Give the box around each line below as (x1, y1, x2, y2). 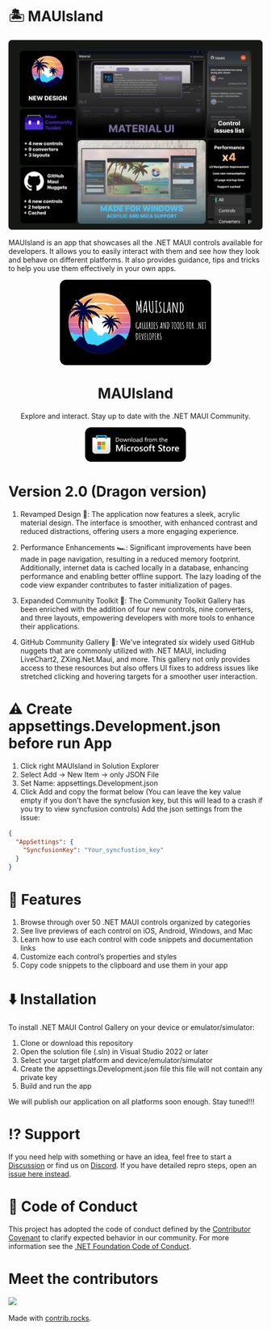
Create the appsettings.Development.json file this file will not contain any (19, 1064, 263, 1074)
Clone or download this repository (19, 1038, 134, 1048)
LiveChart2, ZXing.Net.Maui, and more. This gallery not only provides (19, 654, 251, 664)
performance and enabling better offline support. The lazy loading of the (19, 571, 262, 581)
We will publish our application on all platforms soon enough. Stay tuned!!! (8, 1096, 255, 1106)
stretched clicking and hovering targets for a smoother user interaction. (19, 671, 258, 681)
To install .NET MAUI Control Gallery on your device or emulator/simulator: (8, 1022, 256, 1032)
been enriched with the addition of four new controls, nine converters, (19, 604, 253, 614)
